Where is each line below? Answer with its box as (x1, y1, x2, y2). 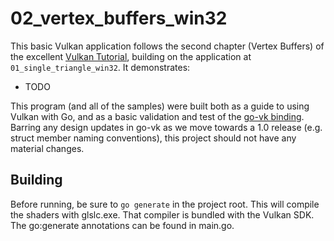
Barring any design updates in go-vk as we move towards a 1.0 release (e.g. (10, 121, 323, 133)
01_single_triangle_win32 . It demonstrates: (10, 61, 191, 73)
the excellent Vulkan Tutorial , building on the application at (10, 50, 252, 62)
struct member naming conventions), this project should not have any (10, 132, 297, 144)
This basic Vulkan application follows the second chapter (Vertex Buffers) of (10, 40, 325, 52)
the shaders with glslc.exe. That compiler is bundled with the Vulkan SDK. (10, 208, 315, 221)
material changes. (10, 142, 85, 154)
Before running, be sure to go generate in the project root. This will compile (10, 198, 320, 210)
